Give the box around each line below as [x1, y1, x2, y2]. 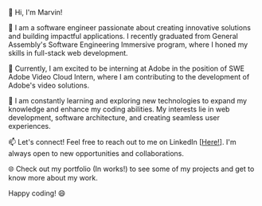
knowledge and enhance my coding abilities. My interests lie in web [8, 104, 230, 114]
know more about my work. [8, 173, 98, 182]
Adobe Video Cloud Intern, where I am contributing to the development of [8, 72, 250, 81]
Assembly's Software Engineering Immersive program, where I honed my [8, 40, 248, 49]
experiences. [8, 122, 52, 130]
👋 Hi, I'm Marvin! [8, 8, 63, 17]
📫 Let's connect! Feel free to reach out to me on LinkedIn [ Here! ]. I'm [8, 138, 237, 146]
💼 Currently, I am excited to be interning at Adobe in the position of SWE [8, 64, 245, 73]
